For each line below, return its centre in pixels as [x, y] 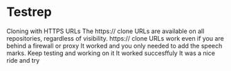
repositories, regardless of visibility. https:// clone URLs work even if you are [115, 38]
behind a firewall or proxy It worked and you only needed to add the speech [114, 45]
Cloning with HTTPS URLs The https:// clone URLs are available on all [105, 31]
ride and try [23, 60]
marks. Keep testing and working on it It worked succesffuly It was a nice [111, 53]
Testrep [29, 12]
